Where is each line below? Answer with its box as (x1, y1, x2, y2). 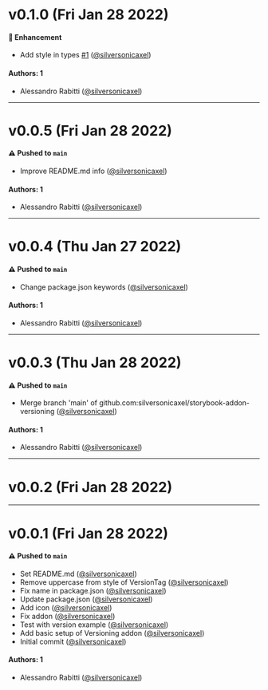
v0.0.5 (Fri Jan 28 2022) (8, 121, 173, 140)
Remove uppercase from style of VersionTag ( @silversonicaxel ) (19, 577, 229, 587)
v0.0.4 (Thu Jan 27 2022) (8, 238, 182, 256)
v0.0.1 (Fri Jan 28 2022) (8, 524, 169, 542)
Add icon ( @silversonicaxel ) (19, 602, 112, 612)
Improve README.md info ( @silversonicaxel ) (19, 166, 167, 175)
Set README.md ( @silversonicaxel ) (19, 569, 137, 578)
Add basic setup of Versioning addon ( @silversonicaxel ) (19, 628, 205, 637)
